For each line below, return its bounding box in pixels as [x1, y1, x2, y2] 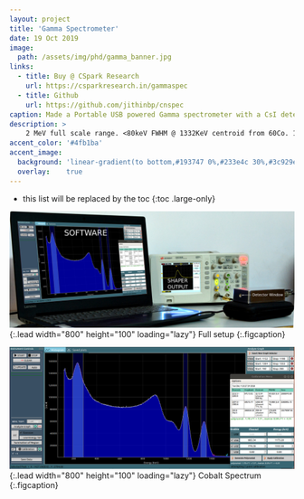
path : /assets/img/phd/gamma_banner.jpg [17, 52, 172, 62]
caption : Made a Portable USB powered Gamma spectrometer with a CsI [9, 109, 278, 119]
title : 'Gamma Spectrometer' [9, 24, 119, 33]
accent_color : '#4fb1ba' [9, 138, 103, 148]
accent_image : [9, 148, 63, 157]
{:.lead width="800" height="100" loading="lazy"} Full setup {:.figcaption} [9, 329, 286, 340]
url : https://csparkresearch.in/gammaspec [25, 81, 188, 90]
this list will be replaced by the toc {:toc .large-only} [22, 193, 216, 203]
